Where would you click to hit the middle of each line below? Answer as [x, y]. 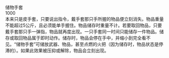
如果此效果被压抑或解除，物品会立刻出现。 [65, 50]
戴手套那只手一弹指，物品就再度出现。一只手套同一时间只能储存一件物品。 [82, 32]
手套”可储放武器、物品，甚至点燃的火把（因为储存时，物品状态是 [92, 44]
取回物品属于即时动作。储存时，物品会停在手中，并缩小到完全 [78, 38]
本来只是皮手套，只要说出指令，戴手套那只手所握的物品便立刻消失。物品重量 [84, 19]
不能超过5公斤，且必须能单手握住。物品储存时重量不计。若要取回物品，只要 [84, 25]
